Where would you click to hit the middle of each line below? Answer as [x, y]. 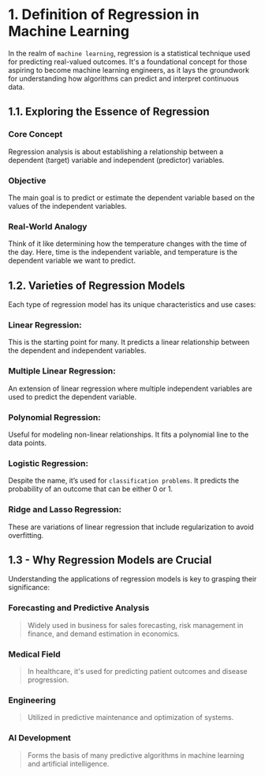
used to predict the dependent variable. [73, 396]
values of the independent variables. [68, 206]
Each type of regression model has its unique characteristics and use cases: [132, 305]
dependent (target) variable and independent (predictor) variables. [116, 160]
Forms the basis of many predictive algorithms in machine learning [136, 755]
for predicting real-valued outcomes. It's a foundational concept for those [128, 62]
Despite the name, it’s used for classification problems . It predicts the [123, 481]
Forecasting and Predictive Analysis [79, 608]
